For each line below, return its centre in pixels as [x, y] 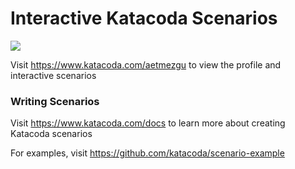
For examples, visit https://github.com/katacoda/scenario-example [147, 153]
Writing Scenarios [55, 101]
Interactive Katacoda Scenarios [144, 18]
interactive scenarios [53, 75]
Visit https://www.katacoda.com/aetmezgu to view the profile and [146, 64]
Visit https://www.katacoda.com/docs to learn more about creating [148, 123]
